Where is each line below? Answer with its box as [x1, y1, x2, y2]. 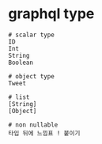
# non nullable [8, 120, 59, 129]
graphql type [8, 5, 95, 23]
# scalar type [8, 31, 55, 39]
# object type [8, 72, 55, 80]
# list [8, 93, 30, 101]
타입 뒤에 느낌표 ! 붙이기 [8, 129, 81, 137]
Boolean [8, 59, 34, 66]
